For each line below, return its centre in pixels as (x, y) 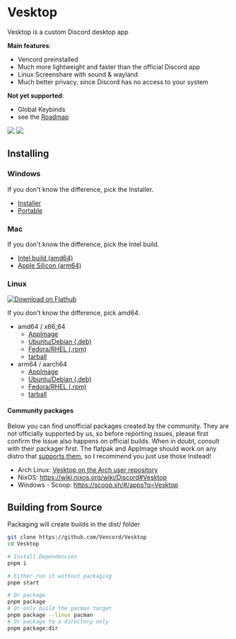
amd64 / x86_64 (41, 327)
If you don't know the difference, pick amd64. (74, 313)
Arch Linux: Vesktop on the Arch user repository (88, 470)
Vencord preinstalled (48, 59)
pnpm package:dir (33, 628)
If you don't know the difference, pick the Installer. (81, 189)
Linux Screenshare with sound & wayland (78, 74)
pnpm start (23, 582)
